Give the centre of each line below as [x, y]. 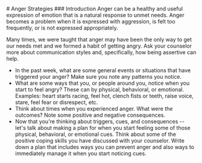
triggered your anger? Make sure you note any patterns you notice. [98, 77]
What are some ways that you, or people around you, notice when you [102, 83]
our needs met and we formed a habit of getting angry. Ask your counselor [99, 46]
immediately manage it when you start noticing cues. [80, 153]
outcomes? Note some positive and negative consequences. [90, 115]
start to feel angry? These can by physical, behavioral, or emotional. [99, 89]
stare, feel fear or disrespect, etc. [56, 102]
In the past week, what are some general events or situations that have [103, 70]
